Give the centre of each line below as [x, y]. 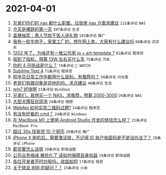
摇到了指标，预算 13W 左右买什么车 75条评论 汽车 [61, 59]
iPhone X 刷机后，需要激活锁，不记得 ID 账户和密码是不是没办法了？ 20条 [87, 137]
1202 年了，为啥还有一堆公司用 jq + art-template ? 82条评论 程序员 [78, 53]
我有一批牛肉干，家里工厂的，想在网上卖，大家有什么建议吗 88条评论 [82, 41]
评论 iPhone [24, 143]
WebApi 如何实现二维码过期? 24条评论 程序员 [56, 107]
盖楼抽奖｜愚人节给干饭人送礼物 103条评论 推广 [59, 35]
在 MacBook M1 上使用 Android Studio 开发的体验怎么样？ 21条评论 [80, 120]
